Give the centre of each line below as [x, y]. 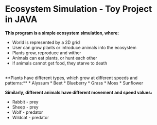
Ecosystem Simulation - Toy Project [78, 9]
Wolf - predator [27, 112]
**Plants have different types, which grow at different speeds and [71, 78]
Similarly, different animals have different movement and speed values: [78, 92]
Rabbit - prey [25, 102]
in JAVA [21, 19]
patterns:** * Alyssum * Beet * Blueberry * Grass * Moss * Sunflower [74, 83]
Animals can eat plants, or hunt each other [54, 58]
